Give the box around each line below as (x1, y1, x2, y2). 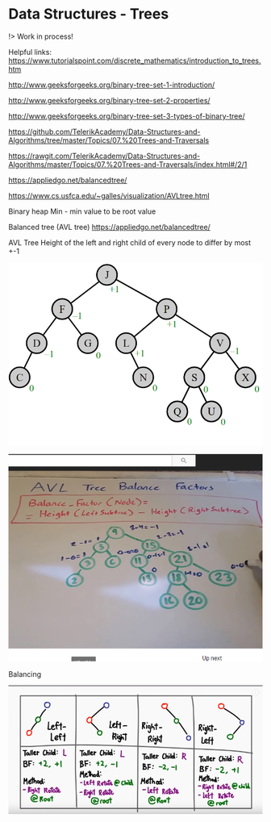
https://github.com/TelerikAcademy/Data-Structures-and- (8, 127, 201, 136)
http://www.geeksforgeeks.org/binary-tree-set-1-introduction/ (8, 80, 215, 90)
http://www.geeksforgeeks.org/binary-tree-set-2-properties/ (8, 95, 211, 105)
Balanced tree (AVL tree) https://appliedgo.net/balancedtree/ (8, 222, 211, 232)
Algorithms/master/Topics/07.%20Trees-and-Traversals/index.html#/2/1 (8, 159, 248, 169)
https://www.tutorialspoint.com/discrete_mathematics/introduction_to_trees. (8, 56, 261, 65)
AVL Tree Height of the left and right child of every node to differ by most (8, 237, 252, 247)
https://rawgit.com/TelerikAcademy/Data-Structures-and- (8, 151, 200, 161)
